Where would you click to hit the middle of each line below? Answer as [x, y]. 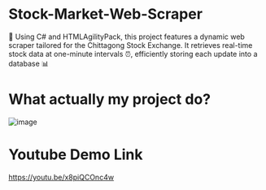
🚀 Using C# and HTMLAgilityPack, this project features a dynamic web [127, 37]
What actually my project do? [110, 99]
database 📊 [29, 63]
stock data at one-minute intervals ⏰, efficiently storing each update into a [133, 54]
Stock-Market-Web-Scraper [106, 14]
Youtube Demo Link [76, 155]
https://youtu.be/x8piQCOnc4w [61, 177]
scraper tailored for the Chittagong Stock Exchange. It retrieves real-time [131, 45]
